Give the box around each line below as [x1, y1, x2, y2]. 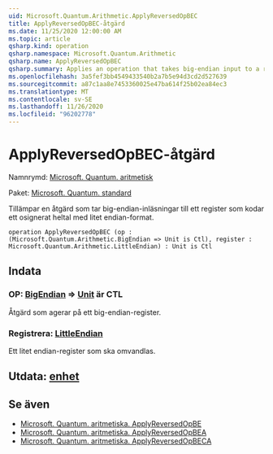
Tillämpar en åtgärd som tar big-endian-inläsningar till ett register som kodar [8, 203, 265, 213]
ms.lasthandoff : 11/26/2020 [8, 103, 104, 111]
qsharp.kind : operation [8, 42, 89, 50]
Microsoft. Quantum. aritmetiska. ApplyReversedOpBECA [19, 436, 212, 446]
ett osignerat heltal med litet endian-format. [8, 212, 154, 222]
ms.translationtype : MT [8, 87, 89, 96]
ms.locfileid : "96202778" [8, 111, 96, 119]
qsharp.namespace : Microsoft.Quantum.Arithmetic [8, 50, 176, 58]
